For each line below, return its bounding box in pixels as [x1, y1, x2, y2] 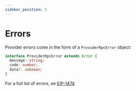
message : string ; [9, 58, 45, 63]
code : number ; [9, 63, 38, 68]
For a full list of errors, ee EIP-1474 [5, 80, 75, 86]
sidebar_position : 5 [5, 7, 47, 12]
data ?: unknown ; [9, 67, 43, 72]
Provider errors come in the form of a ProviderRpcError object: [5, 44, 132, 50]
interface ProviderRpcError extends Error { [5, 54, 97, 58]
